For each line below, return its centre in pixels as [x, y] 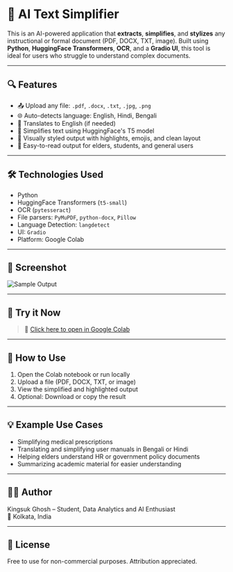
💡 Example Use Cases [55, 425]
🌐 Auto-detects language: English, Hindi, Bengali [87, 115]
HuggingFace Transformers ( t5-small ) [72, 202]
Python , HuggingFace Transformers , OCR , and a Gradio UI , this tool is [109, 48]
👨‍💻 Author [30, 492]
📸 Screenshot [37, 267]
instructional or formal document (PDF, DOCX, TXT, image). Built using [108, 40]
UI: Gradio [32, 231]
